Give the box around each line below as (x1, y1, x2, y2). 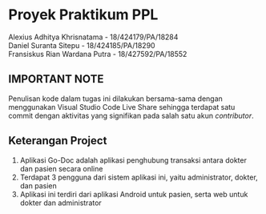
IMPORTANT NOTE (8, 72, 104, 86)
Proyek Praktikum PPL (8, 6, 159, 24)
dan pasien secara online (19, 164, 103, 173)
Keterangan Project (8, 134, 107, 147)
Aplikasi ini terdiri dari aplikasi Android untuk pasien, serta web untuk (19, 189, 248, 199)
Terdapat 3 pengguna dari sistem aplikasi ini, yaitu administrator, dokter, (19, 172, 258, 182)
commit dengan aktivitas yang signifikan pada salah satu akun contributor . (8, 111, 254, 120)
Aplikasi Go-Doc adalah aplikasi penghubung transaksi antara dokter (19, 155, 247, 165)
